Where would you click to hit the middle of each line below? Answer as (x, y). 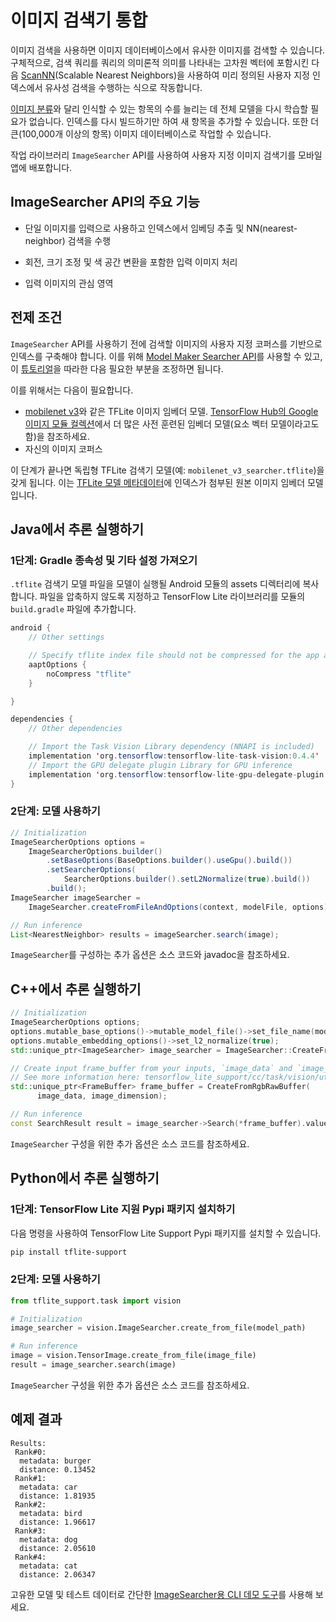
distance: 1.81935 (58, 1496)
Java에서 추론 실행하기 (77, 529)
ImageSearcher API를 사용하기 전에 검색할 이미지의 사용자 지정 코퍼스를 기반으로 (166, 343)
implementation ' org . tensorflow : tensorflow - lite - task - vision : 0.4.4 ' (174, 756)
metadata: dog (48, 1539)
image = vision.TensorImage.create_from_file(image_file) (133, 1356)
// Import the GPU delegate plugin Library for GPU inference (160, 765)
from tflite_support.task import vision (96, 1301)
